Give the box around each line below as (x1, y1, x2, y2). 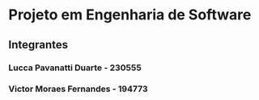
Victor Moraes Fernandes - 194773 (8, 83, 148, 94)
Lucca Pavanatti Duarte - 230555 (8, 62, 142, 73)
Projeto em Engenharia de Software (8, 6, 252, 24)
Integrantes (8, 38, 69, 52)
